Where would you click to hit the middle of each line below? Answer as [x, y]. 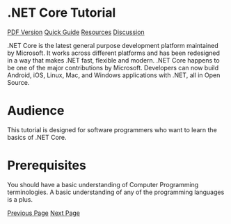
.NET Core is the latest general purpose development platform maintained [113, 45]
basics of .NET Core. [37, 137]
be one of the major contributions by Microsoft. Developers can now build [113, 67]
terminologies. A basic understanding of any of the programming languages [116, 192]
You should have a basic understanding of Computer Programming [103, 184]
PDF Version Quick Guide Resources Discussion [76, 32]
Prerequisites [47, 166]
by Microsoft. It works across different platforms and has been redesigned [114, 53]
